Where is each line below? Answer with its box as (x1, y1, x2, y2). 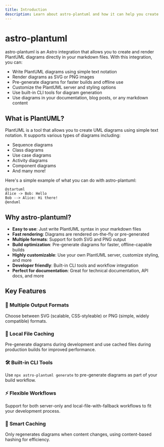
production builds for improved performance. (5, 347, 96, 353)
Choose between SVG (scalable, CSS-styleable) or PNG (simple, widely (5, 313, 149, 319)
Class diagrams (12, 147, 44, 153)
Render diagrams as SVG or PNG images (12, 74, 94, 80)
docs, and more (12, 273, 44, 279)
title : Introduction (5, 7, 47, 12)
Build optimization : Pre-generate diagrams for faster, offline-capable (12, 242, 152, 248)
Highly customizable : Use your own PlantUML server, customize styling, (12, 252, 160, 258)
